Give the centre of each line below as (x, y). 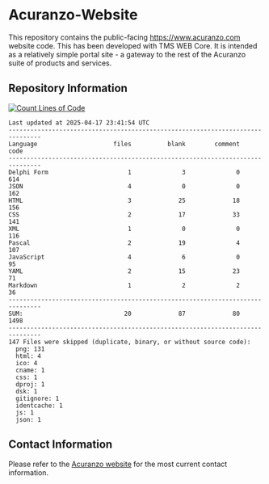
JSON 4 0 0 (124, 186)
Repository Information (68, 88)
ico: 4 (27, 363)
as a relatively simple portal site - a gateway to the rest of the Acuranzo (127, 54)
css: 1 (27, 377)
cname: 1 (30, 370)
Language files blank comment (124, 144)
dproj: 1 (30, 384)
